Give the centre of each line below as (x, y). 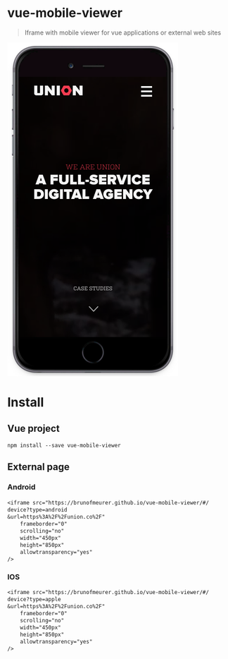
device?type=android (38, 509)
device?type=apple (34, 599)
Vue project (33, 428)
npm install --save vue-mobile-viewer (64, 445)
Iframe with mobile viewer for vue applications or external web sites (123, 32)
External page (39, 467)
